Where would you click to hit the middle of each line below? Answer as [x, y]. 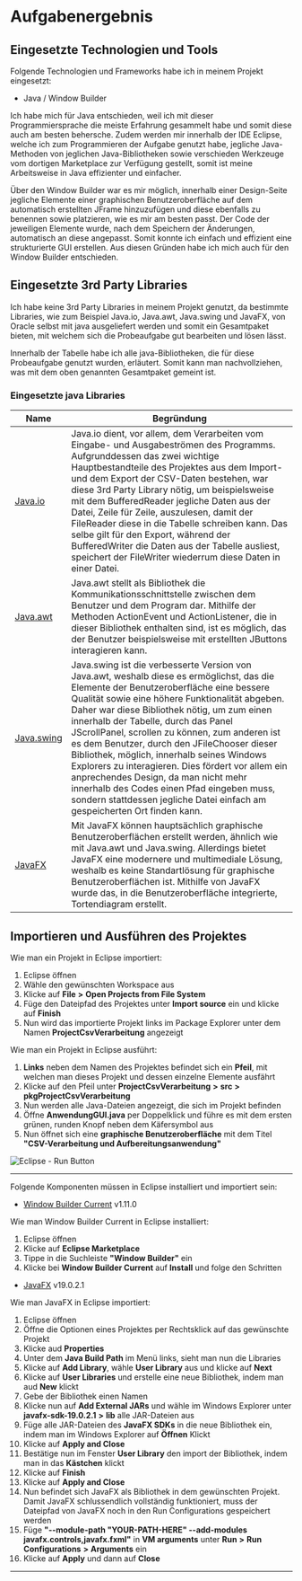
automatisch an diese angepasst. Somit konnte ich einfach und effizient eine [151, 238]
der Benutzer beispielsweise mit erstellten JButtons [179, 640]
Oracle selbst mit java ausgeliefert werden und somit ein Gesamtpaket [140, 326]
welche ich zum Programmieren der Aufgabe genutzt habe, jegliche [135, 144]
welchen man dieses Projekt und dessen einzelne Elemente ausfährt [149, 1076]
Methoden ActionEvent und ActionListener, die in [174, 617]
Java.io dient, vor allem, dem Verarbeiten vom [167, 434]
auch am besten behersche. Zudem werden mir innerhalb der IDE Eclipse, [146, 135]
